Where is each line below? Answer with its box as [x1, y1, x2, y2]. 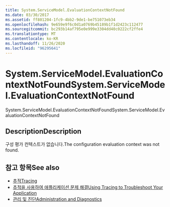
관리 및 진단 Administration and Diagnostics [12, 196, 102, 202]
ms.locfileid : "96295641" [5, 46, 60, 51]
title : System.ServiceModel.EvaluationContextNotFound [5, 7, 125, 13]
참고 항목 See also [5, 163, 60, 172]
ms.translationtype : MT [5, 31, 56, 36]
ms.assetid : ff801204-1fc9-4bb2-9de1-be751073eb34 [5, 17, 116, 22]
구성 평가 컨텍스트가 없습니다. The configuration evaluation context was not [5, 141, 160, 147]
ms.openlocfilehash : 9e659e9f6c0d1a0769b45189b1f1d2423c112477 [5, 22, 143, 27]
